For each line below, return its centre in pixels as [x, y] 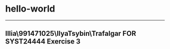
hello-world [30, 9]
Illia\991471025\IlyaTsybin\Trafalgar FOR [71, 34]
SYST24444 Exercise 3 [43, 42]
